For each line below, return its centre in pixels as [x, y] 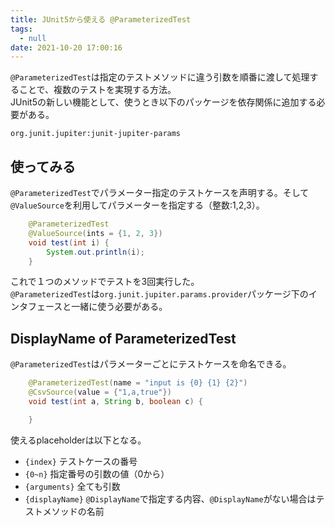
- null [33, 38]
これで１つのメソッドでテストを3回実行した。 [105, 282]
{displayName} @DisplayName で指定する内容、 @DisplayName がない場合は [170, 498]
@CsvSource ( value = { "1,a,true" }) [100, 392]
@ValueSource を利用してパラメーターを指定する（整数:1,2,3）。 [137, 205]
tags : [21, 29]
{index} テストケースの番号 [81, 461]
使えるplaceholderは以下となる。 [78, 440]
